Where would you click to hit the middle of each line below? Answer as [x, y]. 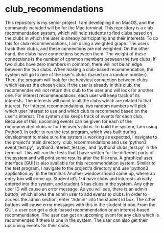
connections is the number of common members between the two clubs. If [80, 59]
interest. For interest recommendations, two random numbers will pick [76, 106]
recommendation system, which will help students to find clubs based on [79, 33]
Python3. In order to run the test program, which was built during [70, 132]
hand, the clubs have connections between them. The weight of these [76, 54]
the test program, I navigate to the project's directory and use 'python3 [77, 168]
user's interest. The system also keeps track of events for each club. [74, 116]
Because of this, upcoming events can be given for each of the [69, 121]
